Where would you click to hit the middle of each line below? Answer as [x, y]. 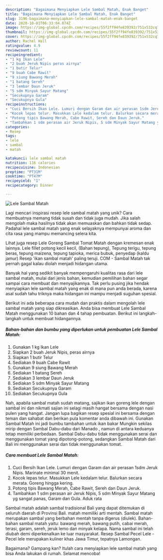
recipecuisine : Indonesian [33, 167]
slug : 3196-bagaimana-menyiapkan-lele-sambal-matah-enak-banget [72, 18]
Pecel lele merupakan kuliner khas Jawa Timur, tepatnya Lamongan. [74, 539]
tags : [11, 136]
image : [12, 28]
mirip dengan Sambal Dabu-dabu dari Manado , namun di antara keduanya [80, 428]
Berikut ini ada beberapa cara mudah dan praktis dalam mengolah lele [75, 303]
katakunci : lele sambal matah [36, 158]
